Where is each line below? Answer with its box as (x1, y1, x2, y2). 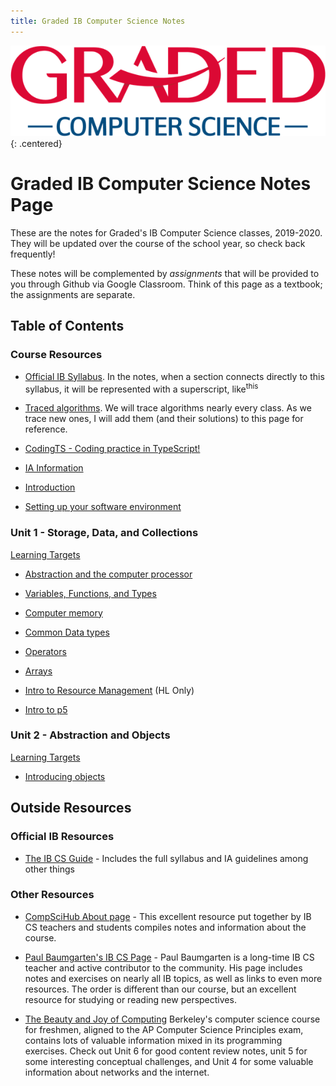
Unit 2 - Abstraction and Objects (10, 728, 171, 742)
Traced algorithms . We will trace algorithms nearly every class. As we (24, 402, 312, 414)
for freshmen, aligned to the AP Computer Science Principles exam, (24, 1023, 304, 1035)
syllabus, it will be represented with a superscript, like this (24, 381, 259, 395)
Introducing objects (24, 770, 106, 782)
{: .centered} (10, 137, 63, 149)
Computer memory (24, 606, 103, 619)
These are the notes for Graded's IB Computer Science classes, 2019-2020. (10, 226, 323, 239)
